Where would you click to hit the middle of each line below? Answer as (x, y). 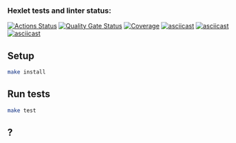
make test (22, 110)
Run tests (29, 94)
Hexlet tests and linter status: (59, 11)
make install (27, 72)
